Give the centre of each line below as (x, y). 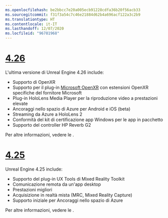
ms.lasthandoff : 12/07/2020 (35, 29)
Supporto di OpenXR (34, 82)
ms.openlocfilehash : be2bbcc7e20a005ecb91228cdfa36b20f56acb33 (73, 10)
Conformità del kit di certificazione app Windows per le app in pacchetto (88, 120)
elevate (20, 103)
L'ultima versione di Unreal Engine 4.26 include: (55, 72)
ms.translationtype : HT (30, 19)
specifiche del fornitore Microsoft (47, 93)
